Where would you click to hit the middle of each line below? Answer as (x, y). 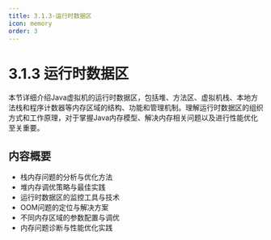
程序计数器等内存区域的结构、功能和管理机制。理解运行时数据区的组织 (146, 108)
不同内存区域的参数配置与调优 (70, 218)
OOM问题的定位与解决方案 (64, 208)
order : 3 (23, 31)
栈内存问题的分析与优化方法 (66, 177)
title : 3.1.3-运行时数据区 (50, 16)
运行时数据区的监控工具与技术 (70, 197)
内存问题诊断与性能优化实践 (66, 228)
